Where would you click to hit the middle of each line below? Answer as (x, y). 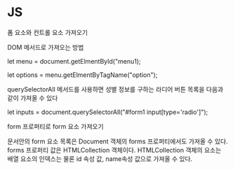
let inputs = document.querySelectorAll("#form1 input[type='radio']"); (108, 112)
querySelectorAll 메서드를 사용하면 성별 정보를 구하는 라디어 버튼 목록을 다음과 (115, 89)
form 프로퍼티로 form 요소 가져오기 (55, 126)
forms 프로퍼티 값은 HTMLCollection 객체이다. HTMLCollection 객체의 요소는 (114, 150)
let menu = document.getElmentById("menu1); (74, 61)
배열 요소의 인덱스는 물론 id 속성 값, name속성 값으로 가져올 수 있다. (100, 159)
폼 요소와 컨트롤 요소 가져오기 (48, 32)
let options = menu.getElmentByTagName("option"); (82, 75)
